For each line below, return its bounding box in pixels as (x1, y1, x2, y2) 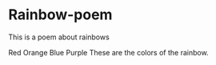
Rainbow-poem (8, 6, 113, 24)
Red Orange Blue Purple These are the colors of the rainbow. (8, 47, 210, 57)
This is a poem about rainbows (8, 32, 110, 42)
